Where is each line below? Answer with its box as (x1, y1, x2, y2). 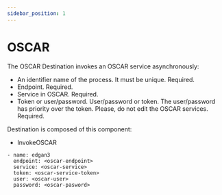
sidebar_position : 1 (7, 10, 66, 17)
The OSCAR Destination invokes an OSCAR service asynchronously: (7, 62, 199, 70)
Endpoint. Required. (16, 83, 73, 91)
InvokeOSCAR (16, 138, 57, 146)
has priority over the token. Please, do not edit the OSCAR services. (16, 104, 208, 113)
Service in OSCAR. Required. (16, 90, 99, 98)
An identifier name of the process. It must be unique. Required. (16, 75, 195, 83)
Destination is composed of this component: (7, 125, 132, 133)
